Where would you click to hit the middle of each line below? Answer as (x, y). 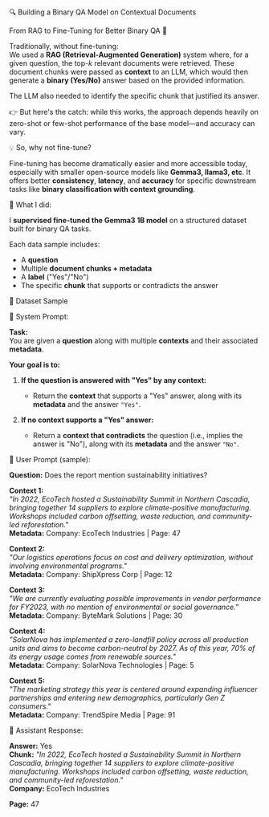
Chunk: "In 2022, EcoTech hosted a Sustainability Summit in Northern (125, 754)
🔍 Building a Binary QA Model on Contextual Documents (103, 12)
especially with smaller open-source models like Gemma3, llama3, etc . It (130, 172)
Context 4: (27, 631)
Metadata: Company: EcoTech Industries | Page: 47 (95, 533)
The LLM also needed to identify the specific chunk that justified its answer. (134, 96)
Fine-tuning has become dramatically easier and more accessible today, (128, 163)
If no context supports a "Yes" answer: (87, 420)
